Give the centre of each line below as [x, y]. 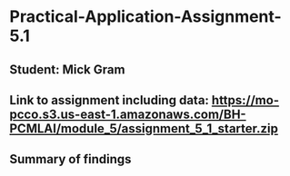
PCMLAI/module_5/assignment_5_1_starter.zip [144, 128]
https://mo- [245, 100]
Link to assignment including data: [109, 100]
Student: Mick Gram [67, 69]
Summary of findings [70, 159]
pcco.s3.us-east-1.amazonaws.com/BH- [128, 114]
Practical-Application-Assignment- [145, 17]
